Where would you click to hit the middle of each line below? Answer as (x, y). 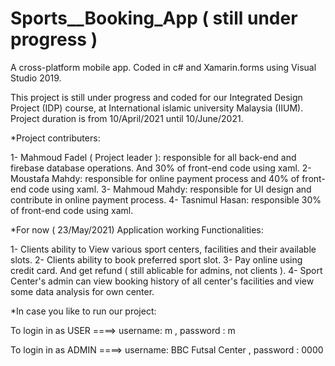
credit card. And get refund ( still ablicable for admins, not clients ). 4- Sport (166, 270)
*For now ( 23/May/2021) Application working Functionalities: (137, 229)
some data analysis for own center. (82, 291)
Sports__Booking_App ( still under (154, 18)
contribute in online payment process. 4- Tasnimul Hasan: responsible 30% (166, 199)
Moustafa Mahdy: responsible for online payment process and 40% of (155, 178)
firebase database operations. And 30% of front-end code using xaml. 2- (161, 168)
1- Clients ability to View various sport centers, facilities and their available (163, 249)
